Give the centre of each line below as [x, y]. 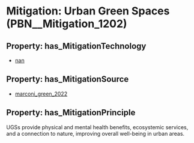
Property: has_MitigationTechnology [76, 46]
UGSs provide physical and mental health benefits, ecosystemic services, [97, 127]
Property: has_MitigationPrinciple [71, 113]
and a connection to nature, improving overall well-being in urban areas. [95, 133]
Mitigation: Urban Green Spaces [88, 11]
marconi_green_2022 [41, 94]
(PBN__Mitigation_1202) [67, 24]
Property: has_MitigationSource [68, 79]
